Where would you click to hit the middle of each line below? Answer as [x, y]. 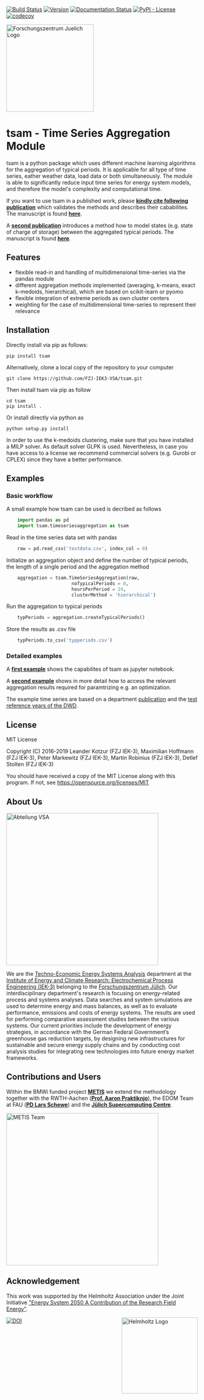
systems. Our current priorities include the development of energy [89, 1026]
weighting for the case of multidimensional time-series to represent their [106, 304]
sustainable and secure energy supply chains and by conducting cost [93, 1045]
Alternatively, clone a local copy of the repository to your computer [90, 367]
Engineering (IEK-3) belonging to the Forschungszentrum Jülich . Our [92, 987]
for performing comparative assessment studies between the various [93, 1019]
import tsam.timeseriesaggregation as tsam [73, 526]
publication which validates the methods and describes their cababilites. [97, 207]
